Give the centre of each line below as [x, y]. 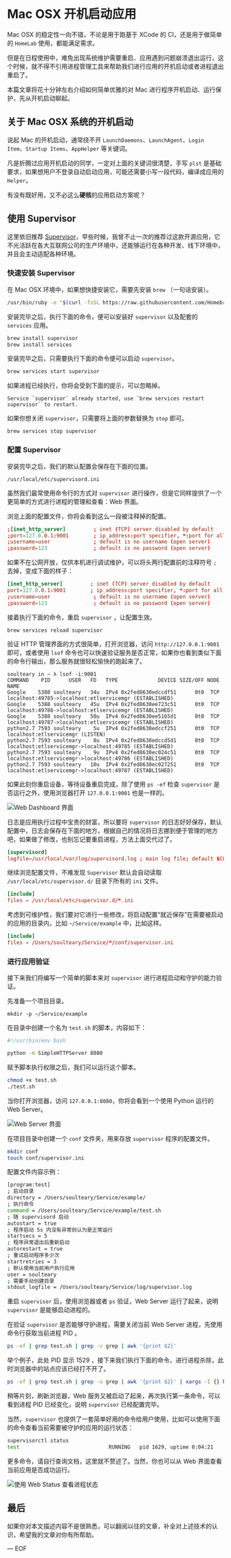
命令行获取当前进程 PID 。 [44, 1333]
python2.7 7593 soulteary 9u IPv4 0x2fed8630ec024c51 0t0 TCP [113, 752]
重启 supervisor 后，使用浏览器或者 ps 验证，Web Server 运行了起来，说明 [113, 1301]
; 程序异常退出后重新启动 [38, 1243]
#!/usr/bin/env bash [37, 1041]
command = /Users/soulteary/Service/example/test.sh [84, 1210]
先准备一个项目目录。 [37, 1001]
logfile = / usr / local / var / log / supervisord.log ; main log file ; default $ [113, 858]
